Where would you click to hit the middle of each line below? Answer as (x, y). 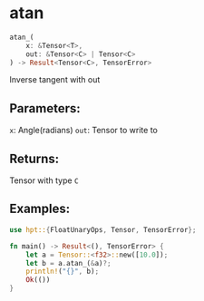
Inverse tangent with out (55, 80)
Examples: (40, 209)
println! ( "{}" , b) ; (63, 272)
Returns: (34, 158)
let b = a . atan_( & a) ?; (68, 263)
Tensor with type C (44, 180)
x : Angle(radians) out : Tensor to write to (84, 131)
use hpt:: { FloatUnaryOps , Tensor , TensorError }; (103, 229)
